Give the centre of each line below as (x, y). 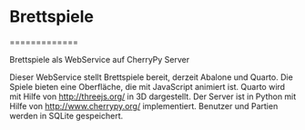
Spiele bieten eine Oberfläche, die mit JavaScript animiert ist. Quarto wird (147, 86)
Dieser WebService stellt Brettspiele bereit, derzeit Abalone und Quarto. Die (151, 77)
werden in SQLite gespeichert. (66, 115)
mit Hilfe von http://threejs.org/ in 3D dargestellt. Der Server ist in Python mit (153, 96)
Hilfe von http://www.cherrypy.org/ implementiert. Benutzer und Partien (144, 105)
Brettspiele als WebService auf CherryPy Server (100, 59)
